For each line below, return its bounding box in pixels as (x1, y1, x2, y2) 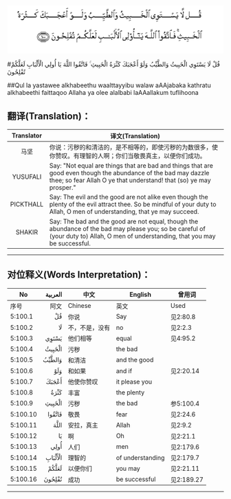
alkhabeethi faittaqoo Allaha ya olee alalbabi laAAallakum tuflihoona (7, 89, 199, 97)
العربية (45, 290, 63, 298)
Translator (11, 131, 43, 140)
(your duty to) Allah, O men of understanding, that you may (49, 232, 216, 240)
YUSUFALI (12, 173, 42, 181)
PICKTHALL (10, 200, 44, 208)
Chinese (67, 302, 91, 310)
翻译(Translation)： (7, 110, 91, 122)
